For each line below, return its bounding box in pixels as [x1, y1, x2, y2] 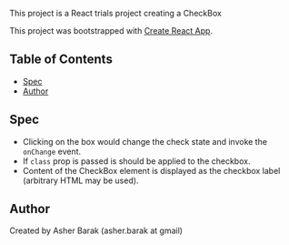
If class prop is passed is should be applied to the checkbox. [22, 155, 251, 167]
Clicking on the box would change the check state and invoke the [22, 136, 268, 147]
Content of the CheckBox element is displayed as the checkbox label [22, 165, 281, 176]
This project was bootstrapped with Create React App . [9, 26, 214, 36]
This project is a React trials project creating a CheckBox [9, 8, 223, 18]
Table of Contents [9, 52, 114, 67]
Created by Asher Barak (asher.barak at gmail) [9, 225, 184, 236]
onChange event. [22, 146, 82, 157]
